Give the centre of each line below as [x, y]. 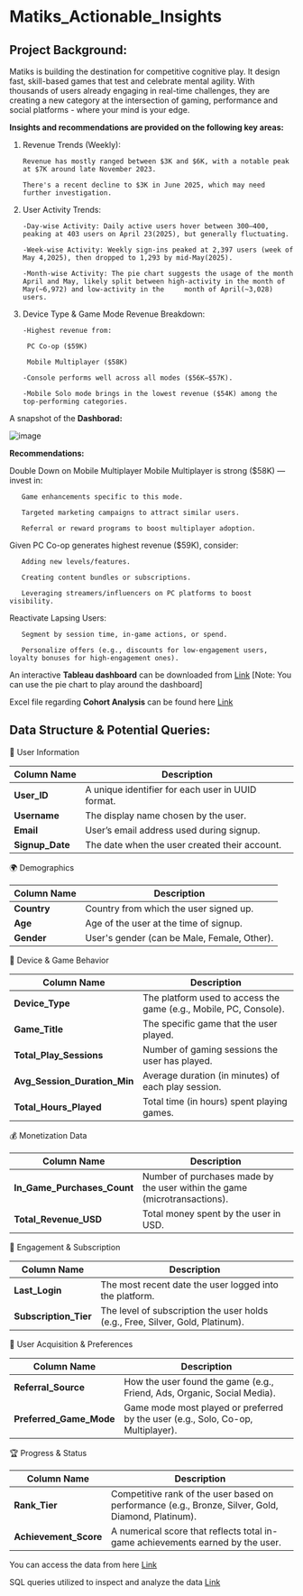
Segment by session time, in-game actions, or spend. [124, 634]
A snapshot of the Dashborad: [66, 418]
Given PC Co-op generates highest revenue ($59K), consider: [124, 545]
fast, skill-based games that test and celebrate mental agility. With [132, 81]
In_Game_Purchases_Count [74, 1187]
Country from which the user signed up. [170, 909]
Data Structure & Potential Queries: [110, 730]
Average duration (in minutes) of [211, 1075]
